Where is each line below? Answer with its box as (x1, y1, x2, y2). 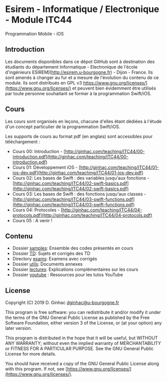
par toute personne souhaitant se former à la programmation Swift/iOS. (5, 90, 151, 96)
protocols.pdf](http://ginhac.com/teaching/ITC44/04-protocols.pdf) (12, 212, 152, 218)
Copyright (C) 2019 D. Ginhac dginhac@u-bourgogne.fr (5, 299, 119, 306)
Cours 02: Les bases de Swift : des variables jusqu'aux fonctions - (12, 175, 149, 181)
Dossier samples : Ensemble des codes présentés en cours (12, 245, 133, 251)
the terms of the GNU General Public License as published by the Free (5, 314, 150, 321)
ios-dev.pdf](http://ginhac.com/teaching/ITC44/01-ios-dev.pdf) (12, 169, 143, 176)
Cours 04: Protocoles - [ (12, 207, 63, 213)
